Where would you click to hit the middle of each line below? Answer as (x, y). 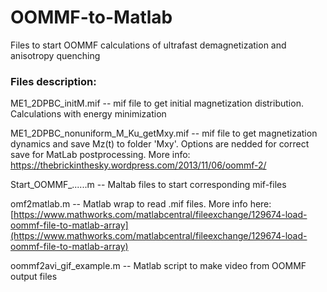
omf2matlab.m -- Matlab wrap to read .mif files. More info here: (141, 204)
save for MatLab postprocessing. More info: (100, 155)
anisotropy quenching (55, 55)
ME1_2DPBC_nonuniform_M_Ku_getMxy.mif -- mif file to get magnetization (164, 133)
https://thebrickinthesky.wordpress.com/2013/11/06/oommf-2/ (138, 165)
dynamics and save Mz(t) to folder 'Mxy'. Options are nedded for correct (160, 144)
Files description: (53, 81)
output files (34, 277)
